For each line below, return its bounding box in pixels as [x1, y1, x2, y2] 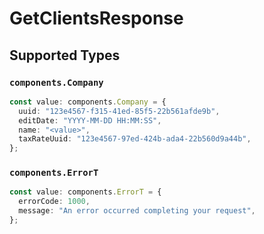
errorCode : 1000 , [18, 197, 91, 207]
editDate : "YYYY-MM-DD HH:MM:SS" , [18, 115, 162, 126]
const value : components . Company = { [9, 97, 167, 107]
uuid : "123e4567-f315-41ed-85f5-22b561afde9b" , [18, 106, 221, 116]
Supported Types [9, 47, 121, 64]
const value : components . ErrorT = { [9, 187, 162, 197]
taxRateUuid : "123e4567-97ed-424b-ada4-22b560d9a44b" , [18, 134, 252, 144]
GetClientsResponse [9, 7, 184, 30]
